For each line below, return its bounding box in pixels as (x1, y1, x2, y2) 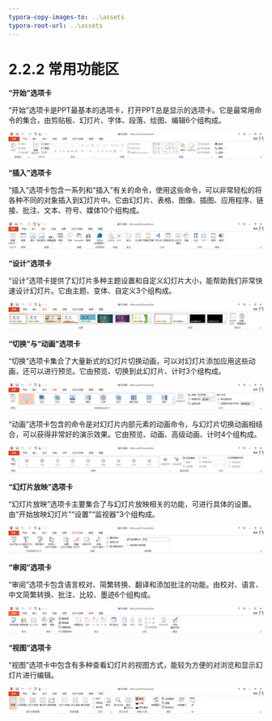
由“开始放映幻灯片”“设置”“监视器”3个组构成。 (8, 510, 159, 520)
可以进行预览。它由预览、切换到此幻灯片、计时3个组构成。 (29, 366, 226, 375)
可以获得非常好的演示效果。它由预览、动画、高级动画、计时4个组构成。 (22, 429, 261, 439)
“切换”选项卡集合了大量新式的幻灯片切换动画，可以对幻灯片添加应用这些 (8, 356, 249, 366)
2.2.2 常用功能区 (8, 60, 120, 78)
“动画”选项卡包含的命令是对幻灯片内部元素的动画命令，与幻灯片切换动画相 (8, 419, 257, 429)
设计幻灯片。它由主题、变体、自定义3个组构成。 (15, 286, 176, 295)
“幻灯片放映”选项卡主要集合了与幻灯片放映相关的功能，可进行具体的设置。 (8, 499, 257, 509)
